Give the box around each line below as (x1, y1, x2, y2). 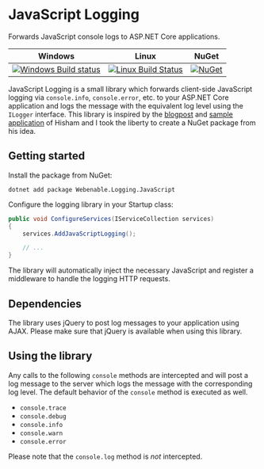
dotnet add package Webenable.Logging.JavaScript (8, 185, 176, 193)
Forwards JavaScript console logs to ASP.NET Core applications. (8, 32, 220, 41)
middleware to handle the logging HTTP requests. (8, 274, 170, 284)
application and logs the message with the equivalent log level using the (8, 101, 243, 110)
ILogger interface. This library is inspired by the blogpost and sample (8, 109, 234, 119)
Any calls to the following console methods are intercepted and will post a (8, 370, 248, 379)
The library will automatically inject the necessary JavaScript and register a (8, 265, 254, 275)
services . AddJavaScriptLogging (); (22, 230, 136, 238)
